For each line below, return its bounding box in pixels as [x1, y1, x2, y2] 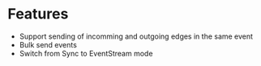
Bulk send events [19, 39, 78, 49]
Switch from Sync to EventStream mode [19, 48, 153, 58]
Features [7, 5, 69, 23]
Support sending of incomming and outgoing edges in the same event [19, 31, 253, 41]
